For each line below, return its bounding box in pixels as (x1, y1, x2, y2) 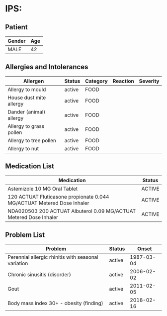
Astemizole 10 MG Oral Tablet (7, 185, 78, 192)
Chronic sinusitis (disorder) (7, 271, 71, 278)
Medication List (5, 162, 55, 171)
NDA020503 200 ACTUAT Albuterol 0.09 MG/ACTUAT (7, 208, 136, 214)
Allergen (23, 78, 44, 85)
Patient (5, 23, 28, 31)
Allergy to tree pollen (7, 137, 56, 144)
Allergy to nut (7, 145, 39, 152)
